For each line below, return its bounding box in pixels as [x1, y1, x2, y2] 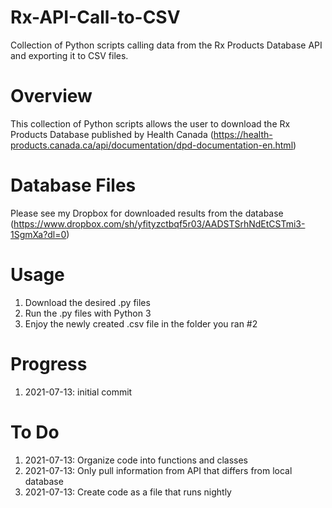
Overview [10, 85, 93, 108]
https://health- [213, 128, 273, 140]
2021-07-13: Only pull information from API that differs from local [24, 464, 293, 476]
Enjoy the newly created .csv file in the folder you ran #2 [24, 317, 258, 330]
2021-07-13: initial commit [24, 386, 133, 398]
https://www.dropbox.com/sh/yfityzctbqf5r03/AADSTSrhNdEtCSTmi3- [13, 217, 306, 230]
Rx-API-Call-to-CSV [10, 6, 181, 29]
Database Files [10, 174, 137, 197]
